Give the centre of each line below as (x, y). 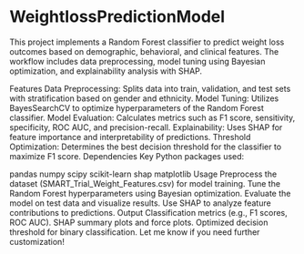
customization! (37, 241)
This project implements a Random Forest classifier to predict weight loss (147, 42)
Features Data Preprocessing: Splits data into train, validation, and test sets (150, 88)
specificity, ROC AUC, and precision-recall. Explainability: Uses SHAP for (146, 127)
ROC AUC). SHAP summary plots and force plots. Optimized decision (139, 222)
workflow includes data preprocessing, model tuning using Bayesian (137, 61)
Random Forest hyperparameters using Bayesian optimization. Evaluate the (150, 193)
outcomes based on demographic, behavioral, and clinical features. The (144, 51)
